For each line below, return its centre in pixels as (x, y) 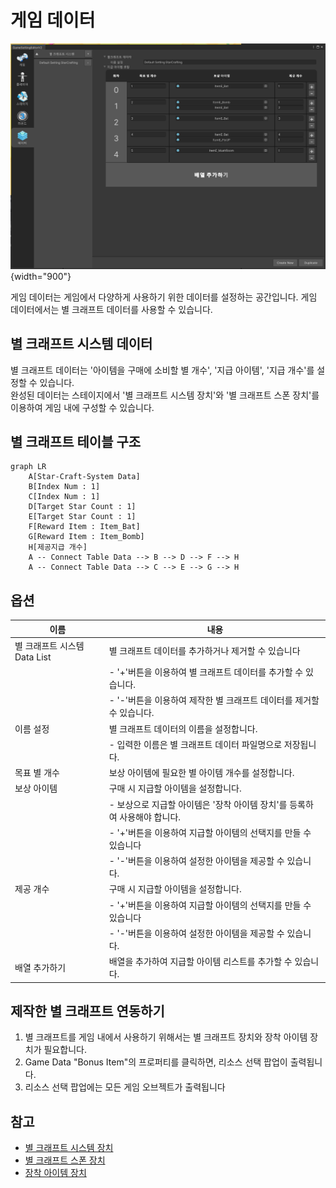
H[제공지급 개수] (58, 547)
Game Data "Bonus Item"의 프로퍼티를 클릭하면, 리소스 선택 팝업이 (156, 1062)
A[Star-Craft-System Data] (84, 477)
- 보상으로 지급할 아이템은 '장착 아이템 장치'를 (198, 804)
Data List (33, 657)
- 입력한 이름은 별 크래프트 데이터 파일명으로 (195, 744)
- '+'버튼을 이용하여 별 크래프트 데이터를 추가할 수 (206, 672)
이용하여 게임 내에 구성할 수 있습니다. (82, 407)
